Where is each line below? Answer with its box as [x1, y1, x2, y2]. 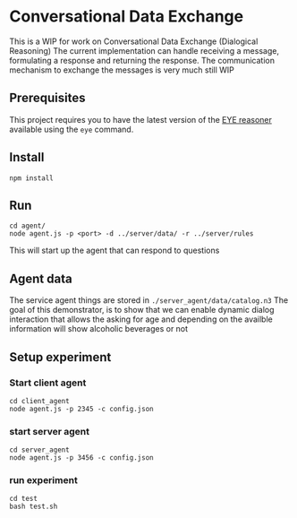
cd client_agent [9, 396, 70, 405]
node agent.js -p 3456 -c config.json [9, 453, 154, 462]
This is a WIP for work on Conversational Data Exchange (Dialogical [9, 36, 259, 47]
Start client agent [9, 376, 87, 389]
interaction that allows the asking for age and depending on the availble [9, 314, 273, 324]
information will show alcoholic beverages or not [9, 324, 189, 334]
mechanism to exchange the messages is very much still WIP [9, 65, 235, 75]
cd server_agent [9, 445, 70, 454]
